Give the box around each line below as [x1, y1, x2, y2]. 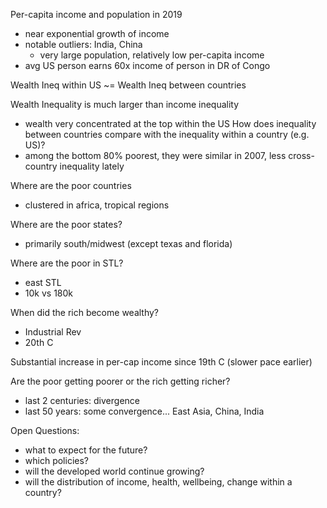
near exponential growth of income [24, 28, 170, 39]
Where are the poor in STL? [10, 257, 124, 269]
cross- [288, 150, 315, 161]
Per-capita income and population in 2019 [10, 9, 183, 20]
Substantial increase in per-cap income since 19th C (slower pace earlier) [10, 356, 313, 368]
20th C [24, 337, 54, 348]
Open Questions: [10, 425, 80, 436]
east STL [24, 277, 62, 288]
